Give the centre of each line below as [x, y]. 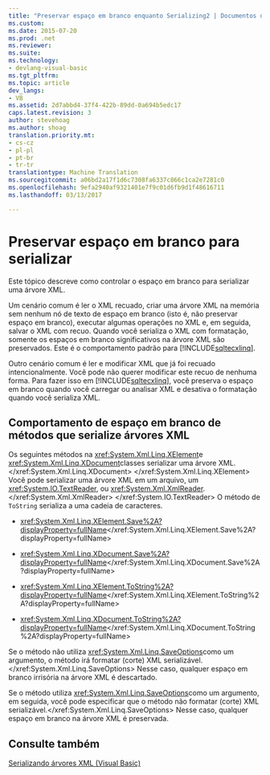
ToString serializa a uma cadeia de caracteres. [86, 506]
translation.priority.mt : [51, 135]
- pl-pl [21, 150]
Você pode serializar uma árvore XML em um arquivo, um [104, 480]
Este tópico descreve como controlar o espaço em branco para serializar [129, 281]
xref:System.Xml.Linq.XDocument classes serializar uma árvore [112, 463]
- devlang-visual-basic [48, 68]
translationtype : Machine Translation [73, 173]
